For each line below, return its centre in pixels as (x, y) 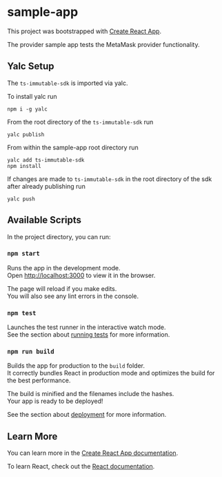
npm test (22, 313)
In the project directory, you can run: (59, 236)
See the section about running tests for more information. (89, 335)
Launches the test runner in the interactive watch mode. (87, 327)
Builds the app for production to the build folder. (76, 366)
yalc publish (26, 134)
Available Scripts (44, 220)
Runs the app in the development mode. (64, 268)
